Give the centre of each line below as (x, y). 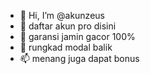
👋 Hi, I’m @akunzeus (62, 15)
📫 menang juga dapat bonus (79, 58)
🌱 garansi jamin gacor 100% (77, 36)
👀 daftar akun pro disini (68, 26)
